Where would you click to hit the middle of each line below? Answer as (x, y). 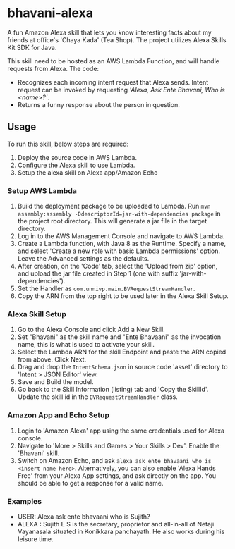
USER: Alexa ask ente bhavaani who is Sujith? (84, 517)
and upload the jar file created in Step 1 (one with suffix (98, 273)
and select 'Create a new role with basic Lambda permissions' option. (119, 251)
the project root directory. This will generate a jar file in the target (112, 221)
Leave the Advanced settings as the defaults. (83, 259)
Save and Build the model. (55, 382)
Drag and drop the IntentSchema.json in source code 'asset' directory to (122, 367)
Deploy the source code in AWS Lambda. (77, 157)
